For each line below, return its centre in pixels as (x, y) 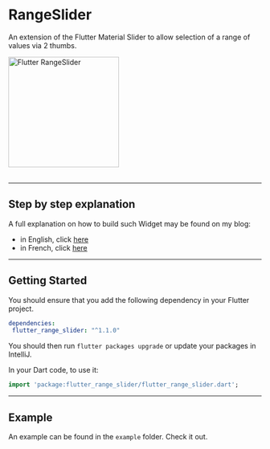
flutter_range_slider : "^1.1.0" (66, 331)
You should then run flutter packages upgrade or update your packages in (132, 346)
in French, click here (54, 247)
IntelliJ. (20, 354)
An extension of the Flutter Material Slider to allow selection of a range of (129, 37)
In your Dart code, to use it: (53, 370)
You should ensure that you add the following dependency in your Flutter (129, 300)
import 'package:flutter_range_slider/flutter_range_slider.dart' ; (124, 385)
